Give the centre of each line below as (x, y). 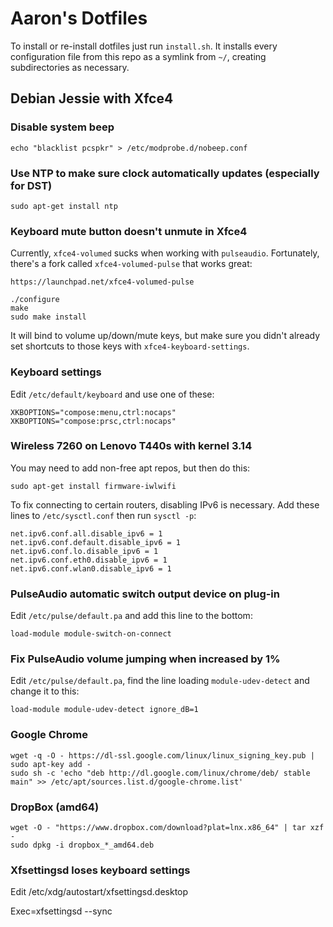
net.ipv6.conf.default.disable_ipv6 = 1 (96, 542)
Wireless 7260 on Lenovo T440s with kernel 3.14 (131, 446)
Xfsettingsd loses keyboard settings (100, 870)
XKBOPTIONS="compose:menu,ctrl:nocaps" (93, 412)
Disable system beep (62, 127)
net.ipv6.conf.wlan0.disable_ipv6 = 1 (91, 568)
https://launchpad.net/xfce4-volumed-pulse (102, 282)
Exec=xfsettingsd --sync (61, 911)
